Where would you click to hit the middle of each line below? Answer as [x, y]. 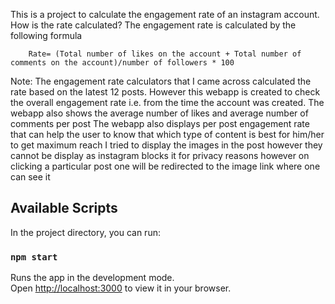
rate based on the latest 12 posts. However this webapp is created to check [165, 92]
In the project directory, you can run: [85, 232]
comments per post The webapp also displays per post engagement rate [160, 123]
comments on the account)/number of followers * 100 [122, 63]
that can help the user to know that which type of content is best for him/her [167, 134]
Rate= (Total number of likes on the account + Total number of [165, 54]
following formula [46, 35]
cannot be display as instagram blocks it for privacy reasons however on [160, 155]
